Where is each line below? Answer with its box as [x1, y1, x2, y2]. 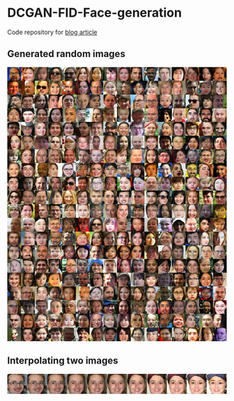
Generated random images [7, 48, 125, 60]
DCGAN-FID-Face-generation [7, 5, 182, 21]
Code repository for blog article [7, 28, 97, 36]
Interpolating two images [7, 355, 118, 367]
